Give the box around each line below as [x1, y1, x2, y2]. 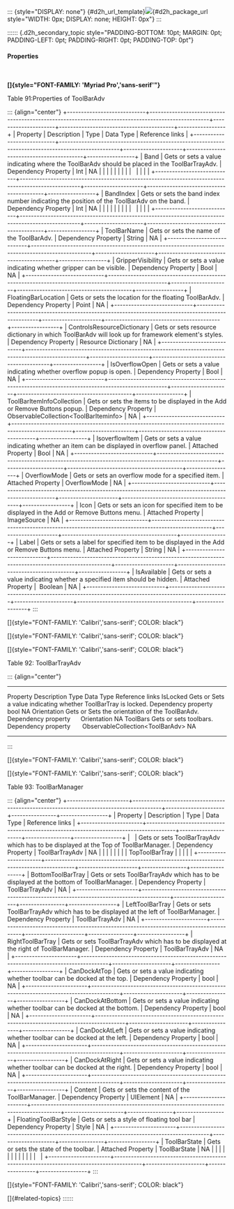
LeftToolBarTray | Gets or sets [125, 900, 211, 909]
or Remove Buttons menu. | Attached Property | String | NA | [7, 545, 180, 554]
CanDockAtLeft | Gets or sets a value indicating [79, 1026, 216, 1034]
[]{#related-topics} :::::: [7, 1194, 74, 1203]
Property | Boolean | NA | [7, 583, 81, 591]
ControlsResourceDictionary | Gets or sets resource [68, 323, 217, 332]
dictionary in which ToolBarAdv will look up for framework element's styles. [7, 330, 224, 339]
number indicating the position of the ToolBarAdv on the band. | [7, 197, 190, 205]
